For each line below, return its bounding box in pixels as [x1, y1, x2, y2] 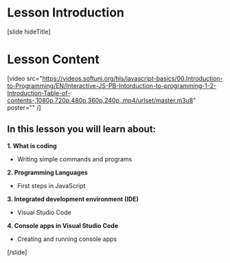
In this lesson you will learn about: [7, 124, 157, 135]
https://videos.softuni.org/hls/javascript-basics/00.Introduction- [42, 74, 223, 82]
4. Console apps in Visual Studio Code [7, 221, 119, 229]
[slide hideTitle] [7, 27, 51, 36]
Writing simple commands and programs [16, 155, 133, 163]
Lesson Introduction [7, 5, 125, 21]
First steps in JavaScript [16, 181, 86, 190]
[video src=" [7, 74, 43, 82]
